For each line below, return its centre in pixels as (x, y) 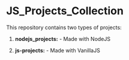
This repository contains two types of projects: (64, 27)
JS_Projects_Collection (65, 11)
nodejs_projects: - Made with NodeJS (63, 39)
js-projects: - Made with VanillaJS (57, 50)
